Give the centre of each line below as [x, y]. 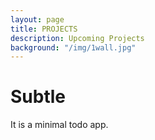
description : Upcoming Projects [77, 38]
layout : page [37, 19]
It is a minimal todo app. [59, 125]
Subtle [38, 97]
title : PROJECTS [44, 29]
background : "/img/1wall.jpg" [73, 47]
